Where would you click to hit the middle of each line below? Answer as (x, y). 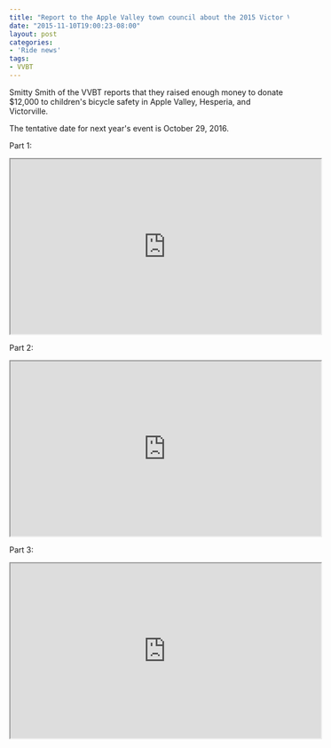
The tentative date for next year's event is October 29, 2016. (119, 128)
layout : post (33, 34)
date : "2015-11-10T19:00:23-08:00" (75, 26)
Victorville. (29, 111)
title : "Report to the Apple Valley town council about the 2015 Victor (146, 17)
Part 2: (21, 347)
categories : (31, 42)
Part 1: (21, 145)
